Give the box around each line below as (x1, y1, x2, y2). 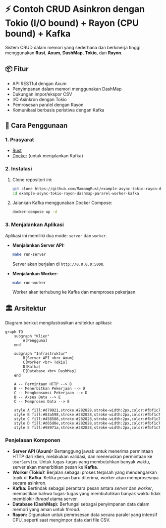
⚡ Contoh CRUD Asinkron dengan (5, 3, 145, 15)
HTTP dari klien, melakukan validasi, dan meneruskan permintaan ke (12, 453, 153, 459)
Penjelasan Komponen (5, 437, 60, 444)
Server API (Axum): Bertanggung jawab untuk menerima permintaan (12, 448, 154, 454)
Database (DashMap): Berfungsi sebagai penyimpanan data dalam (12, 501, 150, 507)
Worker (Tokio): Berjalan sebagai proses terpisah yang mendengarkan (12, 469, 157, 475)
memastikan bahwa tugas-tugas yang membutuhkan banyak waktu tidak (12, 490, 161, 496)
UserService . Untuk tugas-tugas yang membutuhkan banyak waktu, (12, 458, 151, 465)
